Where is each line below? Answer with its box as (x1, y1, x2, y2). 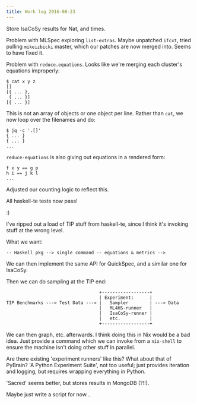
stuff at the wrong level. (6, 226, 64, 233)
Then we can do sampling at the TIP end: (6, 277, 107, 285)
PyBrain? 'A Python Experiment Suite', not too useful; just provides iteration (6, 361, 190, 368)
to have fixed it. (6, 49, 44, 56)
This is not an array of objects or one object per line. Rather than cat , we (6, 109, 184, 116)
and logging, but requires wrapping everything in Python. (6, 368, 146, 375)
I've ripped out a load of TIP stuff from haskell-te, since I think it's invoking (6, 220, 189, 228)
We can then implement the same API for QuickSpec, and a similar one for (6, 260, 188, 267)
